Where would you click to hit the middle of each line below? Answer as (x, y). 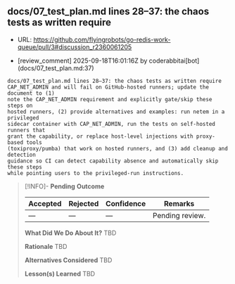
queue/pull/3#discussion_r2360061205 (75, 47)
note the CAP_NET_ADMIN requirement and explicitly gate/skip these (110, 99)
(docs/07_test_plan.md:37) (56, 68)
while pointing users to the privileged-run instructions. (96, 173)
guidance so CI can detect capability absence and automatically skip (113, 161)
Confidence (126, 203)
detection (22, 155)
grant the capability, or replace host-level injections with (100, 136)
